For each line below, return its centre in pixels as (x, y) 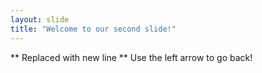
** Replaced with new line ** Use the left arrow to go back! (131, 57)
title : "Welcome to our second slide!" (93, 29)
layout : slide (40, 19)
